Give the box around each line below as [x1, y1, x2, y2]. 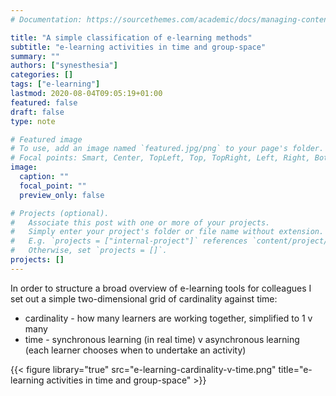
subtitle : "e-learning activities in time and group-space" [10, 42, 267, 52]
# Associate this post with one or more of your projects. [10, 217, 271, 228]
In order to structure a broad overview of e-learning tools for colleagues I [10, 282, 312, 294]
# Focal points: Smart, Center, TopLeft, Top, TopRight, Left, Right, [10, 153, 311, 163]
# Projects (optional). [10, 208, 110, 218]
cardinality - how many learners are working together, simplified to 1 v [24, 312, 313, 324]
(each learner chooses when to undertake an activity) [24, 344, 247, 356]
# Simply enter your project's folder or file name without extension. [10, 227, 325, 237]
